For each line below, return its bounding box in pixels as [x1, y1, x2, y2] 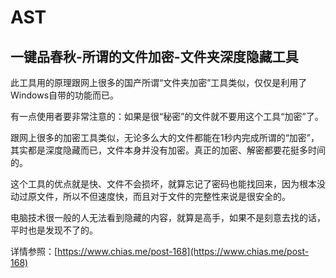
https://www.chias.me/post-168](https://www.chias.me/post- [57, 246, 310, 257]
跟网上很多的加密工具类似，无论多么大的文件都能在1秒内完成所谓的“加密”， [10, 132, 320, 143]
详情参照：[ [10, 246, 58, 257]
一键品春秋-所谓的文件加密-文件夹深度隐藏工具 [10, 48, 299, 65]
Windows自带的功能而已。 [10, 89, 120, 101]
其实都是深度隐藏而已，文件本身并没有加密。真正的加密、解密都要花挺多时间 [10, 144, 326, 156]
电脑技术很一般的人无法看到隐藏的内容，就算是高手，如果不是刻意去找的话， [10, 212, 326, 223]
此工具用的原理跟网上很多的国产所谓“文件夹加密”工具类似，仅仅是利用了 [10, 77, 308, 88]
